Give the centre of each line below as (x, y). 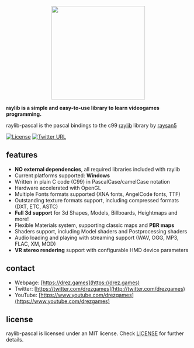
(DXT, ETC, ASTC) (36, 206)
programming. (24, 114)
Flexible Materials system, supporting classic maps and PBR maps (94, 225)
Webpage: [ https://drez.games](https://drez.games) (77, 282)
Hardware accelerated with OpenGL (58, 188)
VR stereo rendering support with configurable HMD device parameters (101, 250)
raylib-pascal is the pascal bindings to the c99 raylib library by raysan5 (91, 125)
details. (15, 340)
